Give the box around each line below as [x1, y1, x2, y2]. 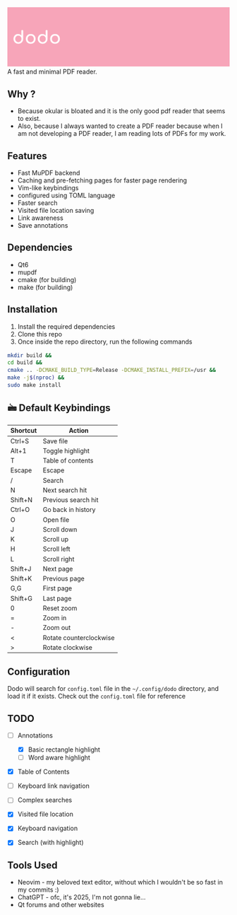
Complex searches [17, 795, 73, 805]
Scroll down [42, 525, 78, 533]
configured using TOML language [17, 191, 116, 199]
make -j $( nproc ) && [7, 374, 65, 381]
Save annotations [17, 221, 68, 229]
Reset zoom [42, 604, 78, 612]
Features [7, 150, 47, 162]
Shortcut [10, 426, 37, 435]
